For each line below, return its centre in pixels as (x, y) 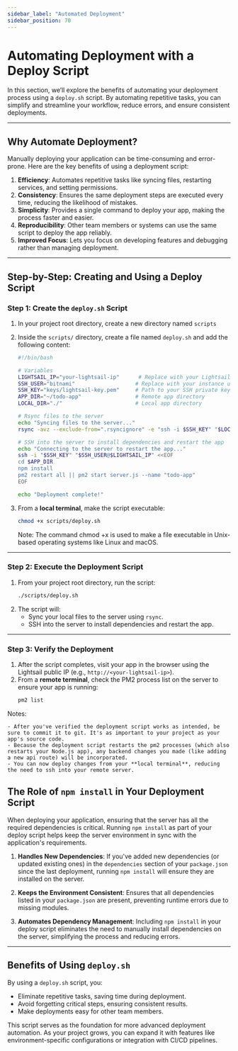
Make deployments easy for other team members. (91, 1011)
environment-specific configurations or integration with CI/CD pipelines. (113, 1040)
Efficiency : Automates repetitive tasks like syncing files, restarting (114, 180)
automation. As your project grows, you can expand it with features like (111, 1033)
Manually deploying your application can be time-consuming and (102, 159)
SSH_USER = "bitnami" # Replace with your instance (121, 383)
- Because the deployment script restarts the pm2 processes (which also (119, 745)
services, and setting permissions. (68, 188)
